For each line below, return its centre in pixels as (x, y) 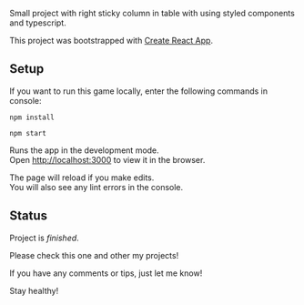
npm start (28, 133)
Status (29, 216)
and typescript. (38, 23)
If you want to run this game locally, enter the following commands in (139, 91)
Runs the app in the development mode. (84, 150)
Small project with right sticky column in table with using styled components (152, 13)
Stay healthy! (34, 290)
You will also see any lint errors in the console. (96, 187)
